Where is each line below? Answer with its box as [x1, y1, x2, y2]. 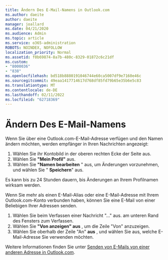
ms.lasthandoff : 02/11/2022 [5, 92, 65, 97]
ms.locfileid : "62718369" [5, 97, 60, 102]
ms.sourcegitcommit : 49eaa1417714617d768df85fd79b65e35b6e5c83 [5, 78, 142, 83]
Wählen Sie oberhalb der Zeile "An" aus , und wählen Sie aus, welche [12, 229, 157, 235]
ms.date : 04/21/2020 [5, 26, 49, 31]
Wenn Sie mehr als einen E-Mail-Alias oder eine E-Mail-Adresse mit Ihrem [5, 192, 159, 198]
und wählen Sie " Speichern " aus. [12, 167, 84, 173]
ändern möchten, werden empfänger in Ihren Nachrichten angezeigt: [5, 141, 149, 147]
